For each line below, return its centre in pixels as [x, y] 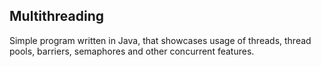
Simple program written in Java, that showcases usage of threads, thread [160, 40]
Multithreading [57, 16]
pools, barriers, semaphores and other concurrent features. [132, 51]
